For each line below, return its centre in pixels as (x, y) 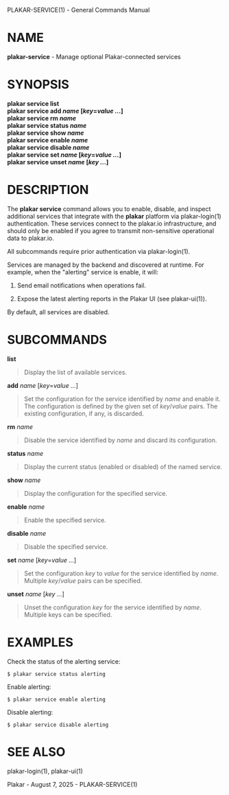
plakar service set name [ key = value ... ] (64, 155)
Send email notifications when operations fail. (81, 285)
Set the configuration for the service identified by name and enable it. (122, 399)
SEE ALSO (36, 752)
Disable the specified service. (66, 547)
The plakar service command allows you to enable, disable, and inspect (109, 208)
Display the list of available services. (75, 372)
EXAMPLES (40, 642)
